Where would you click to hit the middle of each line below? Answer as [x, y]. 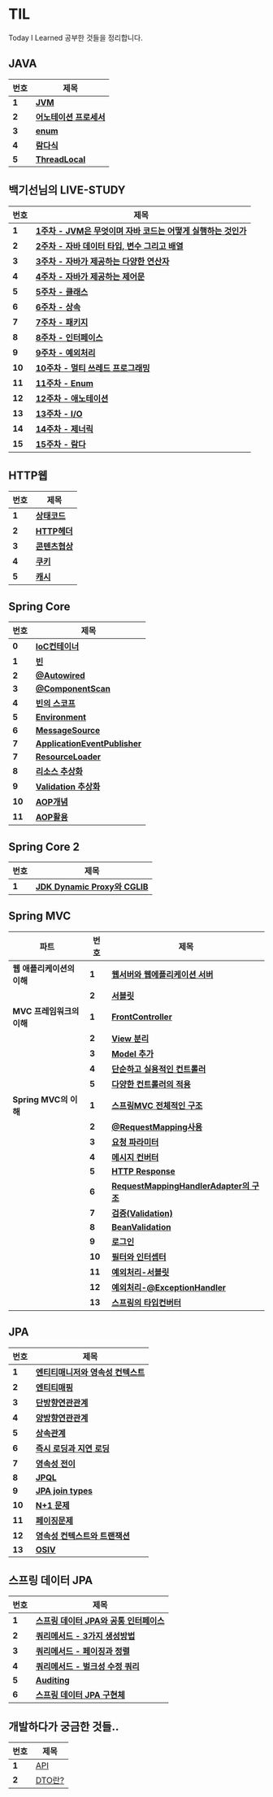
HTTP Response [143, 1171]
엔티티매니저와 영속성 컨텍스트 [90, 1372]
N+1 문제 [53, 1505]
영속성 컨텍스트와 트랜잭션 [82, 1535]
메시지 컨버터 [135, 1157]
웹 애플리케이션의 [44, 968]
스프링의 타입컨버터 [146, 1303]
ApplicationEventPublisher [89, 744]
